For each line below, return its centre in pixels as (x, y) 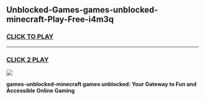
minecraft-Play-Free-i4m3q (60, 20)
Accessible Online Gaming (41, 90)
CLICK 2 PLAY (27, 59)
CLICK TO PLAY (30, 37)
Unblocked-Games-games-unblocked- (82, 10)
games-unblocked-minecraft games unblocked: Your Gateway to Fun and (102, 84)
